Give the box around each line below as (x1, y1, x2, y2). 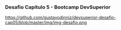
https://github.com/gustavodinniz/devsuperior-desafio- (5, 15, 116, 20)
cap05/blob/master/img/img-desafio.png (5, 20, 87, 25)
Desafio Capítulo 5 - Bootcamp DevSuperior (5, 4, 111, 10)
